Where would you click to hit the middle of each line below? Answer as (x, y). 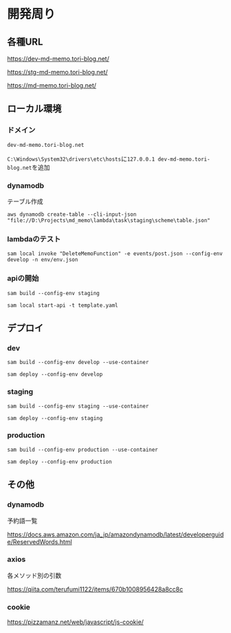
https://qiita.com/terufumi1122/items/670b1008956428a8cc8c (95, 589)
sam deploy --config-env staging (55, 418)
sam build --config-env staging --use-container (78, 406)
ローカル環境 (34, 109)
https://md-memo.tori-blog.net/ (52, 86)
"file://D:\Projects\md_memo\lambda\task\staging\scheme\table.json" (109, 220)
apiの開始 (23, 279)
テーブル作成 (25, 201)
